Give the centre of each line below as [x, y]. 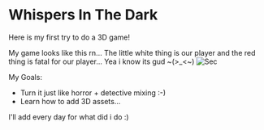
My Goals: [26, 77]
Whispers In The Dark [83, 15]
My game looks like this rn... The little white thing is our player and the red [132, 52]
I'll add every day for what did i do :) [69, 117]
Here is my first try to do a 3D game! [69, 37]
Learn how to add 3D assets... [70, 101]
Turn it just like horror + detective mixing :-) [93, 92]
